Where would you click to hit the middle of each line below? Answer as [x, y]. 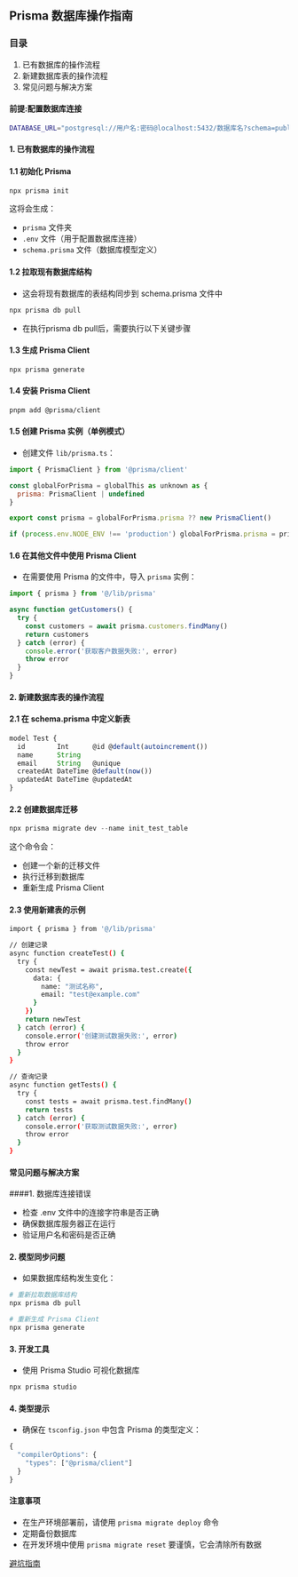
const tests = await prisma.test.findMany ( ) [109, 1101]
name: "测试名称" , [72, 986]
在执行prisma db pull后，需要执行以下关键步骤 [106, 328]
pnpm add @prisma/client [55, 410]
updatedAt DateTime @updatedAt [75, 780]
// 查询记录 [29, 1077]
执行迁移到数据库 [53, 877]
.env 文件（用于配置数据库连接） [82, 239]
